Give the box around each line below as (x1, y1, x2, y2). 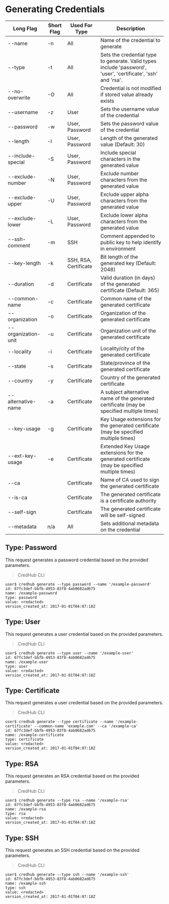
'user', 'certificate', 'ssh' (100, 70, 158, 77)
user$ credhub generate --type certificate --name (5, 719, 114, 725)
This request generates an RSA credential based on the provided (5, 773, 139, 779)
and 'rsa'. (100, 76, 123, 83)
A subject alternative (100, 388, 149, 395)
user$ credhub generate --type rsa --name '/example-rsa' (5, 798, 129, 803)
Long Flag (13, 25, 38, 32)
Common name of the (100, 295, 152, 302)
